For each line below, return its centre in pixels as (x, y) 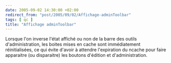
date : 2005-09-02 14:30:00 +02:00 (42, 10)
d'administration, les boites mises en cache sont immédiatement (73, 45)
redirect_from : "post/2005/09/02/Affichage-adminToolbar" (68, 15)
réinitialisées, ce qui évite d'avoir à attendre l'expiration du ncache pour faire (86, 50)
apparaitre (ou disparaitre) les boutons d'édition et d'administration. (76, 55)
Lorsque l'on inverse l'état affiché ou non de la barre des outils (71, 39)
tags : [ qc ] (19, 19)
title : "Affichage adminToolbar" (41, 24)
